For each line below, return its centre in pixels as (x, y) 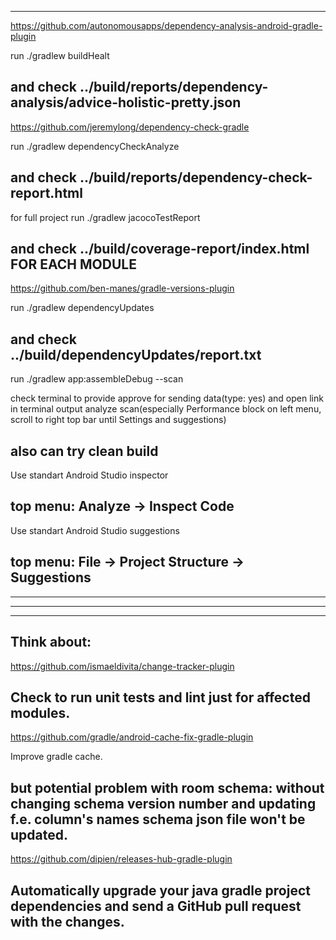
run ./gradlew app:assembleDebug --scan (97, 379)
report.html (46, 193)
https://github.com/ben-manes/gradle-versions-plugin (122, 288)
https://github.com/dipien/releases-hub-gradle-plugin (121, 859)
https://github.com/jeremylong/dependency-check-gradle (130, 127)
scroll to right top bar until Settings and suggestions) (118, 420)
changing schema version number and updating (163, 803)
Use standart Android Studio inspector (89, 475)
